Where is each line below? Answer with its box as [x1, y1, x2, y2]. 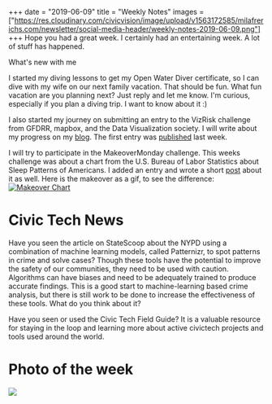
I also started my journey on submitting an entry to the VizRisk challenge [8, 115, 251, 125]
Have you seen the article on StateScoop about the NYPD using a [8, 238, 227, 248]
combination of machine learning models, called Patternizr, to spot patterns [8, 246, 261, 256]
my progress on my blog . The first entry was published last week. [8, 132, 227, 142]
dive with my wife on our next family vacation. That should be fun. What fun [8, 81, 262, 91]
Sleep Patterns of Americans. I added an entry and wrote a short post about [8, 165, 262, 174]
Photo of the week [8, 360, 134, 379]
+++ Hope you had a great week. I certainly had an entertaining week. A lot [8, 33, 260, 42]
